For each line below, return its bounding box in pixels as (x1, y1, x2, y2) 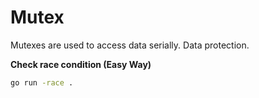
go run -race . (10, 77, 74, 88)
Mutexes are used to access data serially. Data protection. (10, 39, 250, 51)
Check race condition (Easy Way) (10, 58, 152, 70)
